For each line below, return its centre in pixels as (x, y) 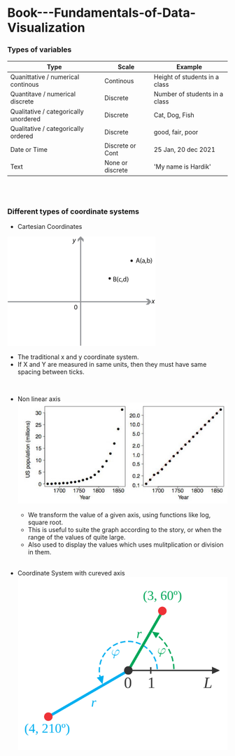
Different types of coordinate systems (73, 211)
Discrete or (120, 146)
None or (116, 163)
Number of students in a (188, 94)
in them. (40, 552)
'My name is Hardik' (182, 167)
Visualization (46, 28)
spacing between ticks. (51, 372)
